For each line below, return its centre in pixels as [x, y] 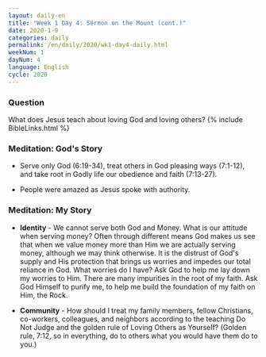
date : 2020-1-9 [33, 30]
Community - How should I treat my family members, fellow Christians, [137, 310]
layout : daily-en [37, 15]
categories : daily [39, 38]
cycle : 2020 [28, 75]
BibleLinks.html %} [39, 128]
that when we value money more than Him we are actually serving [127, 244]
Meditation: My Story [50, 210]
